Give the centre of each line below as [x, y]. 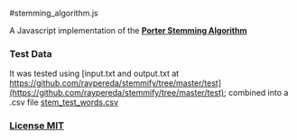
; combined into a [256, 93]
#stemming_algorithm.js [54, 13]
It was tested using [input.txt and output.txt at [94, 74]
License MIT [37, 126]
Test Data [31, 53]
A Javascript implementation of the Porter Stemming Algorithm [128, 30]
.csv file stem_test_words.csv [64, 102]
